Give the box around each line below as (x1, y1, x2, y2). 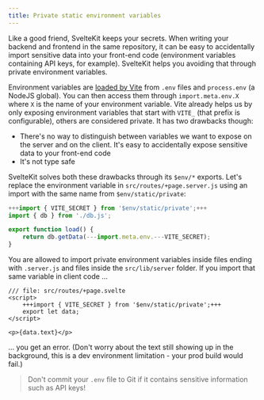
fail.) (8, 360, 23, 368)
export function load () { (8, 226, 94, 234)
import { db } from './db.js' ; (8, 211, 112, 219)
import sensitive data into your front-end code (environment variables (8, 50, 236, 59)
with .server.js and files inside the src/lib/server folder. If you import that (8, 263, 256, 272)
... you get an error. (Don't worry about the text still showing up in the (8, 342, 234, 352)
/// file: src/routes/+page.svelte (8, 287, 126, 295)
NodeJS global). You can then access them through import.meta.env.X (8, 90, 239, 100)
